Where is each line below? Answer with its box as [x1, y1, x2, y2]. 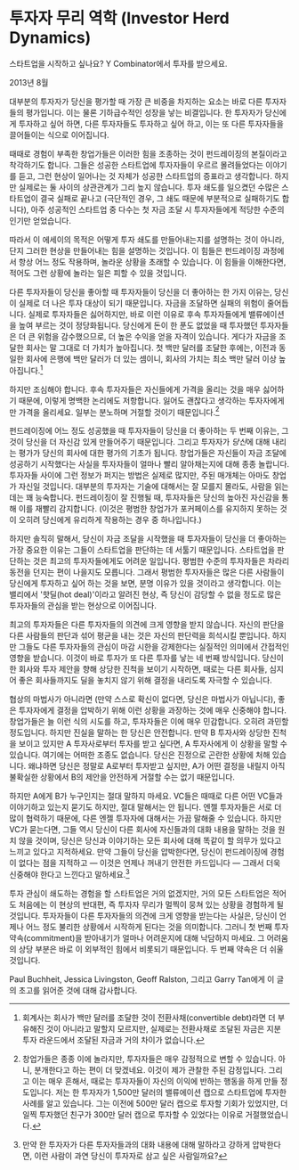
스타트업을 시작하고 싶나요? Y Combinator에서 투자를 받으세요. [9, 58, 228, 69]
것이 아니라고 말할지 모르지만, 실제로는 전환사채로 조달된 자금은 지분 [45, 1023, 282, 1034]
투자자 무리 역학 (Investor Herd [9, 8, 230, 29]
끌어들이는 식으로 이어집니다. [9, 129, 109, 140]
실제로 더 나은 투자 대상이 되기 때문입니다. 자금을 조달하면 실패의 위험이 [18, 298, 265, 308]
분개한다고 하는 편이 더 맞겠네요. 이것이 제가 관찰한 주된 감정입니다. [34, 1064, 267, 1075]
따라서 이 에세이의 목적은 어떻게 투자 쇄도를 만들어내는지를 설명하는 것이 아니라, [9, 233, 285, 245]
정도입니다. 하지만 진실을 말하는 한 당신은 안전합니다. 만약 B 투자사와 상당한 [9, 727, 271, 738]
